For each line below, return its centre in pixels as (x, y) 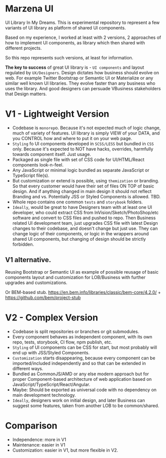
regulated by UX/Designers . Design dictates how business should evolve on (82, 72)
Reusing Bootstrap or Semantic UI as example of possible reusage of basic (82, 272)
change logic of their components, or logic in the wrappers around (81, 233)
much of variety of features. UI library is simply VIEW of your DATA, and (86, 133)
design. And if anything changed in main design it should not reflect (82, 191)
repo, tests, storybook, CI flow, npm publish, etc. (62, 342)
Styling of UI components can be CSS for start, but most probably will (84, 347)
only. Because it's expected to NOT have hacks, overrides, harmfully (83, 149)
